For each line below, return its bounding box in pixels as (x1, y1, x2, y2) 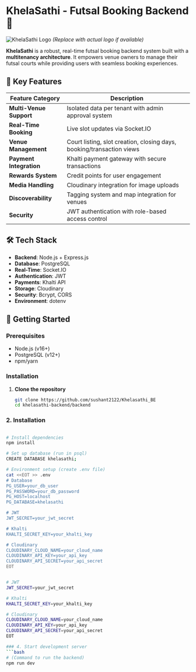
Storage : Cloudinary (14, 285, 64, 292)
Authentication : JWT (14, 272, 66, 279)
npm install (6, 440, 35, 446)
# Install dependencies (6, 435, 64, 441)
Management (9, 145, 47, 153)
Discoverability (9, 194, 52, 202)
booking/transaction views (66, 145, 140, 153)
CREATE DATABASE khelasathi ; (6, 456, 77, 462)
